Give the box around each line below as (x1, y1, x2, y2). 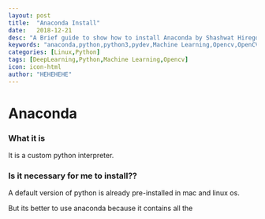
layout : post (8, 11, 51, 20)
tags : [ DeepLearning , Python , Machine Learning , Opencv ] (8, 56, 189, 64)
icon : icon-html (8, 63, 62, 71)
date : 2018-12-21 (8, 26, 73, 34)
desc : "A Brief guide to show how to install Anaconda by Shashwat (8, 33, 235, 42)
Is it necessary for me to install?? (8, 171, 138, 182)
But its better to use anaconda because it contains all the (8, 203, 193, 213)
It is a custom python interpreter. (8, 151, 114, 160)
